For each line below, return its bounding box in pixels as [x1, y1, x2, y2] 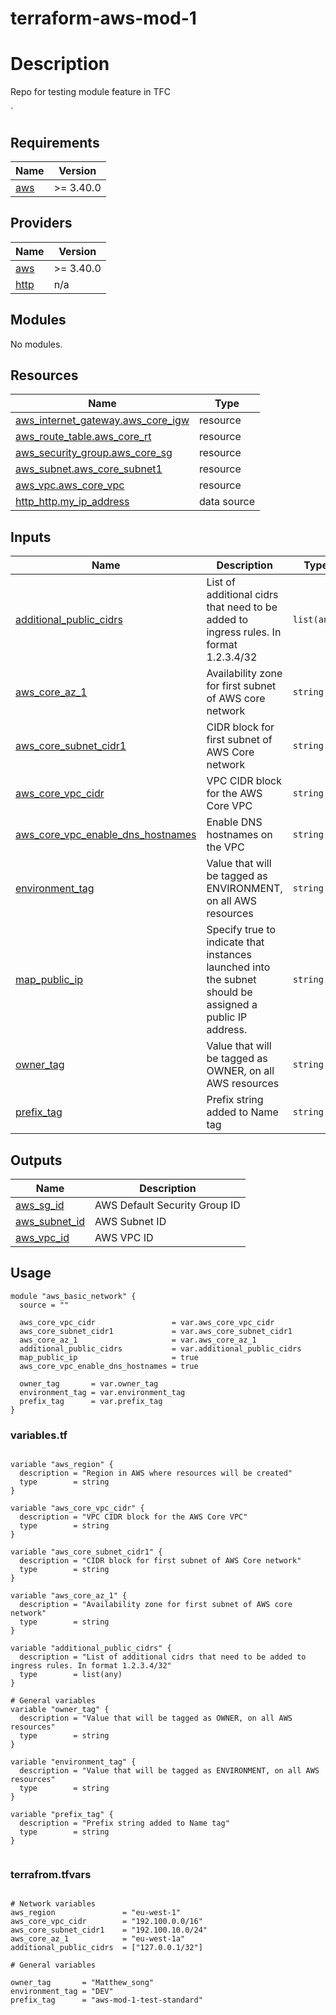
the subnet [206, 973, 257, 987]
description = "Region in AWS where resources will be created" [19, 1468, 293, 1479]
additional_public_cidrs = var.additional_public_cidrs [19, 1343, 302, 1354]
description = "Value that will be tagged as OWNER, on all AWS [19, 1713, 293, 1724]
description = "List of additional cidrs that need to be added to [19, 1652, 307, 1662]
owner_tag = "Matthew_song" [10, 1978, 155, 1988]
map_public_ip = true [19, 1352, 199, 1362]
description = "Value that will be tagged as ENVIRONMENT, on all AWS [19, 1766, 320, 1776]
